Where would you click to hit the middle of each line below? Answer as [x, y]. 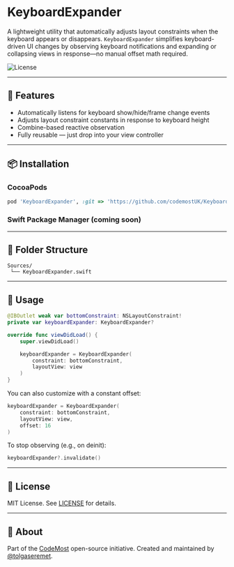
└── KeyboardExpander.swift [51, 272]
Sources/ [20, 266]
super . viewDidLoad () [49, 341]
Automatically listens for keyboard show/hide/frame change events [114, 112]
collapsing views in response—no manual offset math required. [97, 54]
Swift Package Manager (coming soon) [74, 220]
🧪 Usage [25, 300]
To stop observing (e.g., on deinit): [57, 445]
